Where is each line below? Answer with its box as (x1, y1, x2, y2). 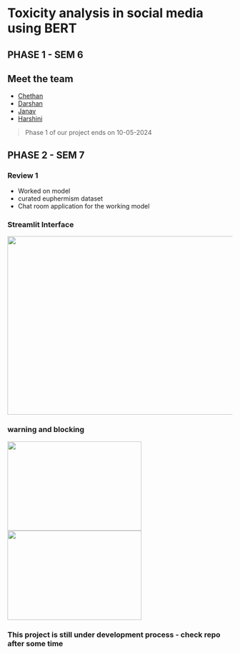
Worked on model (17, 187, 71, 196)
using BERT (7, 20, 77, 36)
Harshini (17, 114, 43, 123)
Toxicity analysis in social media (7, 5, 204, 21)
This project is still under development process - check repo (7, 630, 221, 640)
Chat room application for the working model (17, 202, 150, 211)
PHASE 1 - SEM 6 (7, 49, 84, 61)
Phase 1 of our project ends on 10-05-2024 (24, 129, 152, 137)
